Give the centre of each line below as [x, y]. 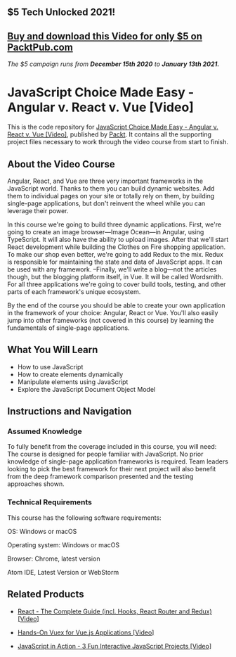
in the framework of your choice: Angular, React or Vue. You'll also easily [113, 312]
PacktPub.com [40, 47]
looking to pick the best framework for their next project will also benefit [112, 469]
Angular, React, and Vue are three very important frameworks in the [105, 181]
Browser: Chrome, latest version [54, 559]
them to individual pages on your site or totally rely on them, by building [111, 196]
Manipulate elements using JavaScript [73, 382]
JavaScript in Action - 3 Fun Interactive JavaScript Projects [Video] [114, 646]
